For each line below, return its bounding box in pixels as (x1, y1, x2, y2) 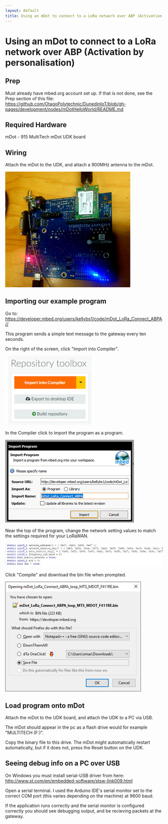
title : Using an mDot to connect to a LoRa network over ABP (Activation (5, 13, 162, 19)
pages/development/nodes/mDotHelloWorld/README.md (5, 106, 123, 112)
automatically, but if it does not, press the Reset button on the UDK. (5, 744, 144, 750)
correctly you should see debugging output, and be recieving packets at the (5, 807, 161, 814)
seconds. (5, 336, 24, 342)
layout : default (5, 8, 39, 13)
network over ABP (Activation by (5, 46, 144, 58)
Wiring (5, 148, 27, 157)
